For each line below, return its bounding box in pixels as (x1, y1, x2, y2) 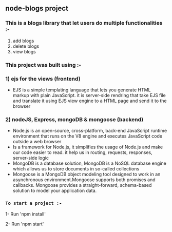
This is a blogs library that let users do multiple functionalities (5, 20, 163, 27)
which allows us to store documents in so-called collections (12, 166, 140, 172)
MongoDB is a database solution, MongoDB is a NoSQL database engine (12, 160, 167, 166)
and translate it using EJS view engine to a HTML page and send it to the (12, 98, 167, 104)
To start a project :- (5, 200, 62, 206)
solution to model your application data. (12, 187, 97, 194)
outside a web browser (12, 139, 62, 145)
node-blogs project (5, 4, 68, 13)
